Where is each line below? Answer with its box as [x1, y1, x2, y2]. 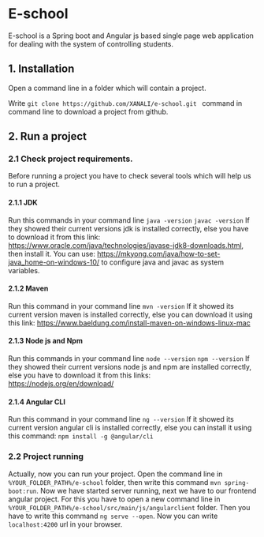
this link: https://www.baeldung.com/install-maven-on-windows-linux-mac [8, 317, 251, 328]
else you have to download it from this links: [8, 370, 151, 380]
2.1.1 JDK [8, 198, 38, 208]
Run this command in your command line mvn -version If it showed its [8, 301, 234, 310]
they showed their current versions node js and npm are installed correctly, [8, 362, 252, 372]
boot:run [8, 487, 37, 495]
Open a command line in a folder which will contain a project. [8, 83, 206, 92]
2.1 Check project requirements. [8, 153, 133, 164]
